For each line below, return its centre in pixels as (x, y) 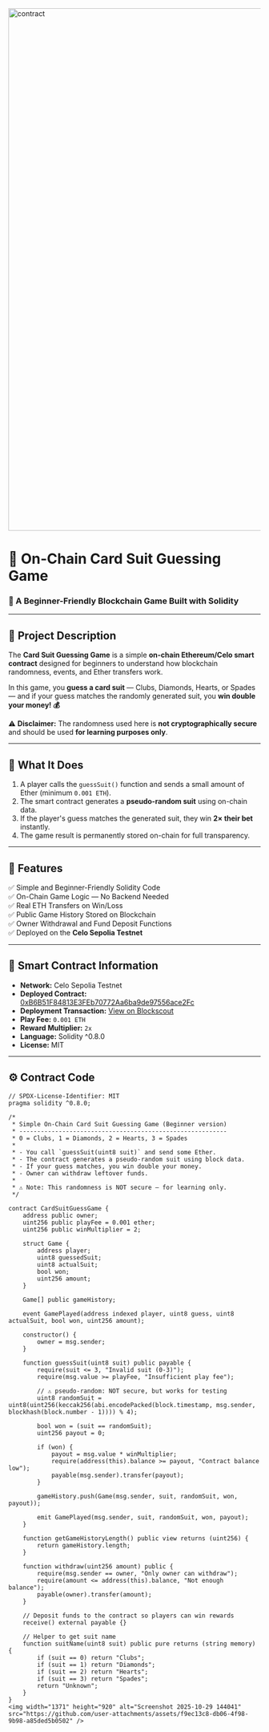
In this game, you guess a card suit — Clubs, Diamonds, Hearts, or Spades (132, 688)
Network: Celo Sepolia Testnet (71, 985)
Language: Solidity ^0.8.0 (62, 1036)
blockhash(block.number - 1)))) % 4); (73, 1412)
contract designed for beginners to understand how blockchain (113, 663)
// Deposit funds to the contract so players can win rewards (128, 1616)
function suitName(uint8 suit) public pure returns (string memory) (139, 1644)
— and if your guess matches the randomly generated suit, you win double (132, 696)
